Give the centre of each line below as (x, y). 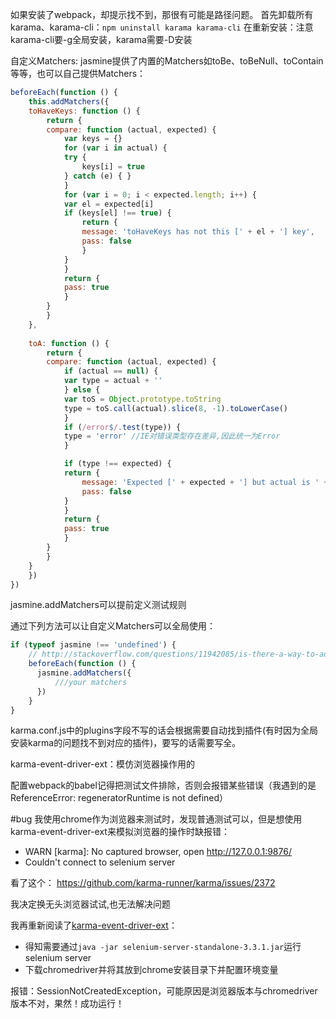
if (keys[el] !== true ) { (117, 213)
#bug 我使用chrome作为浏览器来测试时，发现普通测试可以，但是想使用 (156, 819)
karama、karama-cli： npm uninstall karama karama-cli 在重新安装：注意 (162, 27)
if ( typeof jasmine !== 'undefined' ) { (93, 645)
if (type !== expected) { (117, 464)
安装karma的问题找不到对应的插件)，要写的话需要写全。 (126, 743)
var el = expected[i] (109, 204)
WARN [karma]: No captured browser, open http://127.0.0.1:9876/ (158, 852)
